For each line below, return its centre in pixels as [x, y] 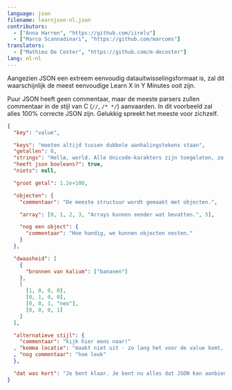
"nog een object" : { [49, 227]
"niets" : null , [35, 170]
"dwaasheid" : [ [35, 259]
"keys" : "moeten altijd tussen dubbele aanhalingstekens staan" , [109, 145]
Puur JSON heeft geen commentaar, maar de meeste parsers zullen [104, 99]
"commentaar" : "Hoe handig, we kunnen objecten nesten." [109, 233]
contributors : [28, 26]
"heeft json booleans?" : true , [58, 164]
